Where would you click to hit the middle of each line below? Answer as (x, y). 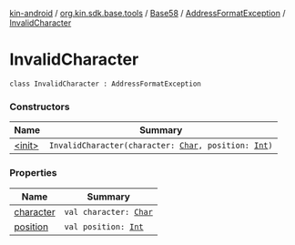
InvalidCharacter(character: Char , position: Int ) (161, 146)
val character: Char (108, 212)
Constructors (40, 107)
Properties (33, 173)
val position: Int (104, 226)
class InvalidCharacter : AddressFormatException (106, 84)
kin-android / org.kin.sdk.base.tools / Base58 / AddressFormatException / (147, 13)
